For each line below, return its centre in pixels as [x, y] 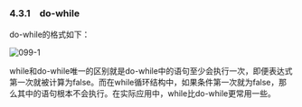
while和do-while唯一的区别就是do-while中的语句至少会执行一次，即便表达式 [151, 71]
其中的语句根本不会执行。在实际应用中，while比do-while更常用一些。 [146, 94]
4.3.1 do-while [44, 13]
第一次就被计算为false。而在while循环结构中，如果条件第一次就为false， [144, 83]
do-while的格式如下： [50, 35]
